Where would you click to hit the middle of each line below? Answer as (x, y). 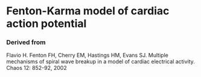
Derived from (26, 42)
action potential (46, 24)
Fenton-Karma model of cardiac (88, 11)
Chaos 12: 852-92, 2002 (37, 68)
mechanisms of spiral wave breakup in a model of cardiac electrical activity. (101, 61)
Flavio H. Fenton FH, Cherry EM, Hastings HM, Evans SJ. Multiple (88, 56)
